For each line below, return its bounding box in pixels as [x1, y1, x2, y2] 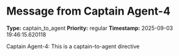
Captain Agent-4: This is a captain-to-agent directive [6, 43, 140, 50]
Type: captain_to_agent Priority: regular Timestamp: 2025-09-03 [6, 24, 173, 32]
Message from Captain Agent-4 [6, 4, 171, 18]
